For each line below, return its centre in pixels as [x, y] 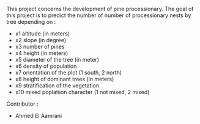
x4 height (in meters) [42, 53]
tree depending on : [31, 22]
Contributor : [22, 104]
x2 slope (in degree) [41, 40]
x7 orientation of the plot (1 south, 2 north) [69, 72]
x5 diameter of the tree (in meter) [57, 60]
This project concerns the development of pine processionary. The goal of [100, 9]
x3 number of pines [40, 46]
